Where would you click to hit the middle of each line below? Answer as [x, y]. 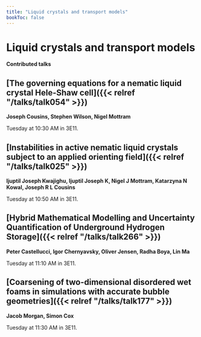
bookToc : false [25, 18]
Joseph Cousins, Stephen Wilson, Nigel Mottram [69, 117]
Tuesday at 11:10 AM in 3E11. [41, 263]
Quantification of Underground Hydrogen [85, 227]
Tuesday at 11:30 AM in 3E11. [42, 327]
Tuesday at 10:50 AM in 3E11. [42, 199]
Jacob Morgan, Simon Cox [40, 316]
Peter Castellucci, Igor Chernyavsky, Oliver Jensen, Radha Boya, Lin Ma [98, 251]
